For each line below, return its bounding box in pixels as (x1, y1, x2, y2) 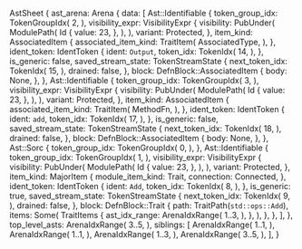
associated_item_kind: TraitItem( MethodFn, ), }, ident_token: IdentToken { (9, 104, 286, 114)
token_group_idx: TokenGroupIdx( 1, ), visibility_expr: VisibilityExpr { (9, 152, 262, 162)
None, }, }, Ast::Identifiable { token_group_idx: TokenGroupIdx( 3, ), (9, 75, 259, 85)
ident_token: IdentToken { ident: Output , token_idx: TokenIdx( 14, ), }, (9, 46, 265, 57)
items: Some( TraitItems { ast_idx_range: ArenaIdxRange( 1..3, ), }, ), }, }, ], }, (9, 210, 293, 220)
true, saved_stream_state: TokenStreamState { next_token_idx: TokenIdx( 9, (9, 190, 291, 201)
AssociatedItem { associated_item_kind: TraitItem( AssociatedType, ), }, (9, 36, 277, 47)
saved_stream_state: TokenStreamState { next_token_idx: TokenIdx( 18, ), (9, 123, 282, 134)
